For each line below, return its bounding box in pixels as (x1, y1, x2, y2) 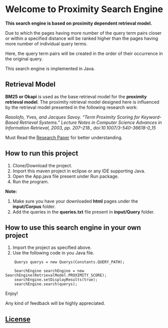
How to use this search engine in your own (5, 223, 141, 232)
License (5, 315, 31, 323)
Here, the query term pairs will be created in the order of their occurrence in (5, 50, 163, 56)
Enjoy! (5, 291, 19, 297)
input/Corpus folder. (12, 203, 56, 210)
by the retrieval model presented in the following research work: (5, 104, 138, 110)
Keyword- (141, 114, 162, 120)
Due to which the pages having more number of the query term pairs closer (5, 30, 162, 36)
